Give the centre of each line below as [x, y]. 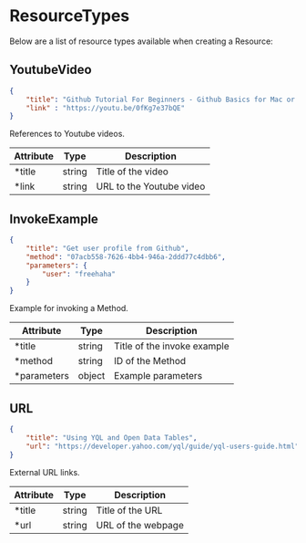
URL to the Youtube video [151, 186]
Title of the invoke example [171, 346]
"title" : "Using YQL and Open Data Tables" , [112, 438]
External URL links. [45, 472]
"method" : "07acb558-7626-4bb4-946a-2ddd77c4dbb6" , [126, 256]
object [92, 376]
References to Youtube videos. [67, 134]
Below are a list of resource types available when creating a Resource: [141, 41]
